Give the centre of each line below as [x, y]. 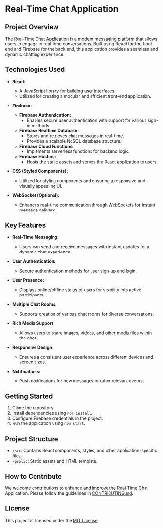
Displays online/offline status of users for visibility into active [80, 290]
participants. [32, 295]
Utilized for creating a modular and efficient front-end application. [85, 96]
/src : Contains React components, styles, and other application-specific [84, 451]
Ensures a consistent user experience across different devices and [86, 357]
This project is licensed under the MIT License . [52, 520]
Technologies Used [35, 70]
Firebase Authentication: [45, 115]
